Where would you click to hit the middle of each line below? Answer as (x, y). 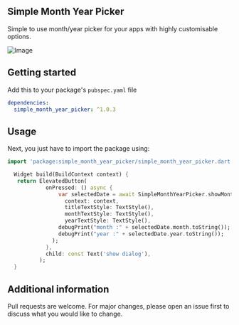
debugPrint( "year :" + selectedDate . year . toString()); (141, 234)
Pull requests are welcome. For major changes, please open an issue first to (118, 306)
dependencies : (28, 102)
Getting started (42, 73)
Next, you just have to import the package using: (79, 149)
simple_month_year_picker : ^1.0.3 (65, 110)
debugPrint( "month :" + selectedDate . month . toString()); (144, 228)
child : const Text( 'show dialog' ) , (98, 254)
